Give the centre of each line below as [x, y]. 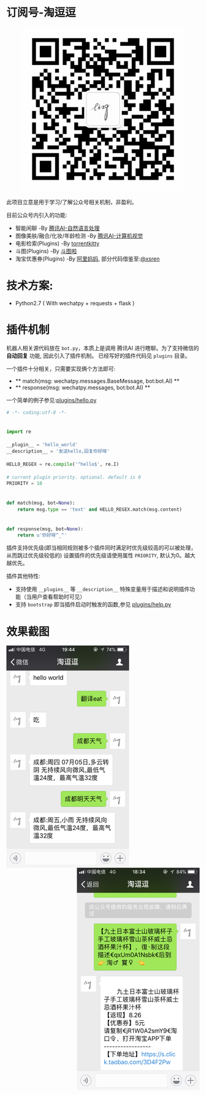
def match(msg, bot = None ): [41, 503]
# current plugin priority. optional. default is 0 [74, 477]
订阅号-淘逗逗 [41, 13]
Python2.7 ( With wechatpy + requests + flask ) [75, 303]
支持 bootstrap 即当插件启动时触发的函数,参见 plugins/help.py [93, 605]
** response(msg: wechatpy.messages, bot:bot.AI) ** [82, 387]
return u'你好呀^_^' [42, 535]
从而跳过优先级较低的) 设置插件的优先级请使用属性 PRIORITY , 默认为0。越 [98, 555]
